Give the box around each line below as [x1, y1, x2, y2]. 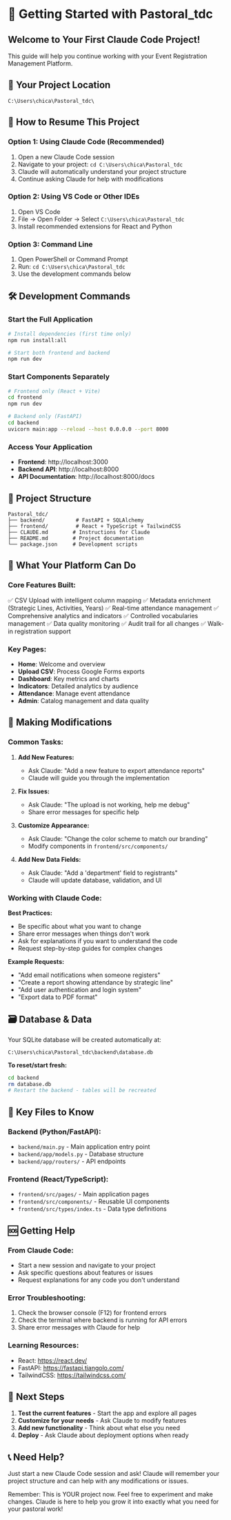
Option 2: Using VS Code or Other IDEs [8, 192, 140, 201]
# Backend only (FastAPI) [8, 413, 82, 420]
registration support [14, 627, 71, 635]
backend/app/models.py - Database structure [17, 1150, 144, 1158]
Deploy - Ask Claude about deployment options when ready [17, 1431, 189, 1439]
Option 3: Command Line [8, 239, 93, 249]
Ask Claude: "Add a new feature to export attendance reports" [28, 766, 205, 775]
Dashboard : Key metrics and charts [17, 674, 120, 682]
